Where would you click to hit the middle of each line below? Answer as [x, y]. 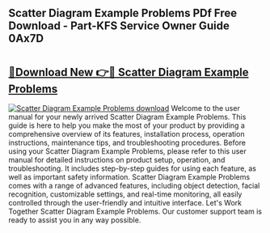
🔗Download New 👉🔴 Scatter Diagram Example [129, 72]
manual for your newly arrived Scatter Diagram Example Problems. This [127, 117]
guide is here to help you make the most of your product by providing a [127, 125]
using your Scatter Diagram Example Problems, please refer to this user [127, 151]
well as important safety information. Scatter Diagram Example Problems [129, 177]
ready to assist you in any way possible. [75, 220]
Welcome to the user [205, 108]
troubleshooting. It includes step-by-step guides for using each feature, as [133, 168]
